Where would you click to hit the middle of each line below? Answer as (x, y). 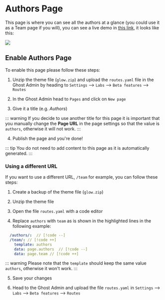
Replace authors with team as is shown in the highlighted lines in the (82, 221)
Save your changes (32, 278)
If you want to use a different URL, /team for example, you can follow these (82, 177)
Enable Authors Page (39, 58)
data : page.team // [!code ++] (46, 254)
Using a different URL (31, 166)
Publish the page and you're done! (47, 138)
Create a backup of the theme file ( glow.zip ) (58, 192)
